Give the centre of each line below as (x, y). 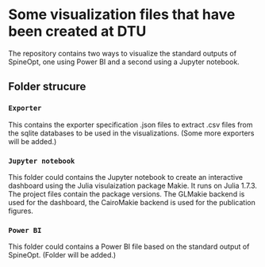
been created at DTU (77, 31)
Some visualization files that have (122, 15)
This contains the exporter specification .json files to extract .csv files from (131, 124)
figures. (21, 211)
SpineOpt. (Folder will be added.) (62, 255)
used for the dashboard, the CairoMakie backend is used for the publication (132, 202)
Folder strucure (47, 87)
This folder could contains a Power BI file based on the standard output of (129, 246)
